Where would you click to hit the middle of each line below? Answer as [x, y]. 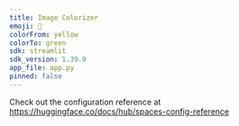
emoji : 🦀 [26, 26]
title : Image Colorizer [54, 18]
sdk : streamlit [38, 51]
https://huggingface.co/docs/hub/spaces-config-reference [119, 111]
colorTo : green [38, 43]
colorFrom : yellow [44, 34]
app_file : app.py [42, 68]
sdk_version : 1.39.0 [48, 59]
